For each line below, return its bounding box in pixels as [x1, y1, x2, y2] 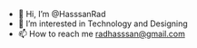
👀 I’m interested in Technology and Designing [17, 18, 188, 29]
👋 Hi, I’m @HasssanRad [17, 9, 106, 19]
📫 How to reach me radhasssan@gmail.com [17, 28, 186, 39]
